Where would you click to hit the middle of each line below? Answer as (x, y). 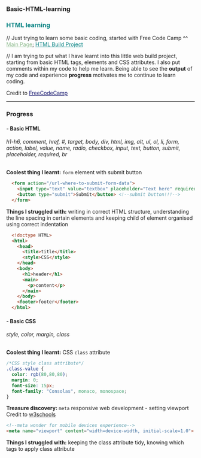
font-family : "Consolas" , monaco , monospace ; (69, 391)
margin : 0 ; (25, 380)
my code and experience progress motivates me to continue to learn (91, 75)
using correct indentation (37, 224)
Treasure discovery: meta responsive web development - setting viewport (98, 408)
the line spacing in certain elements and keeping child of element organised (100, 218)
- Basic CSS (21, 321)
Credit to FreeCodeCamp (37, 93)
